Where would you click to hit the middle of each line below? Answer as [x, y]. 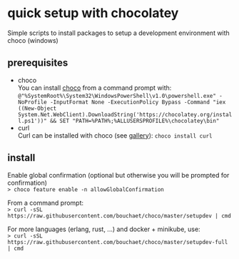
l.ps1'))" [32, 121]
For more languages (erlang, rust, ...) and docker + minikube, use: [104, 229]
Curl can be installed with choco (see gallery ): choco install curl [115, 135]
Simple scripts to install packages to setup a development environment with [118, 33]
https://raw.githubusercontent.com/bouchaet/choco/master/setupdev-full [118, 242]
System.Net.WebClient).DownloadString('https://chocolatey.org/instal [125, 115]
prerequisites [38, 63]
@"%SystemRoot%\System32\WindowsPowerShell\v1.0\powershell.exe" [117, 96]
